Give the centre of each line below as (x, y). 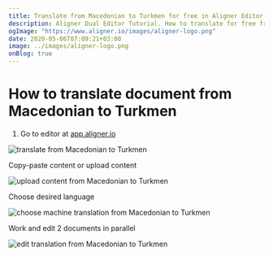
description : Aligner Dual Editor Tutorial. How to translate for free (132, 24)
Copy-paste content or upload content (73, 165)
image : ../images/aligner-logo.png (69, 46)
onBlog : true (30, 54)
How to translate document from (120, 94)
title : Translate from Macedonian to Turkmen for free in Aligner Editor (136, 16)
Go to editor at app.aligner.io (68, 133)
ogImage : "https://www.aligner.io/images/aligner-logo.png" (113, 31)
